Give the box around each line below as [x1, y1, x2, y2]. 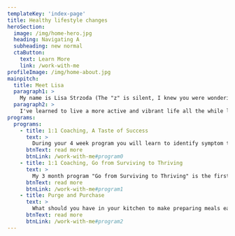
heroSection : [7, 23, 45, 30]
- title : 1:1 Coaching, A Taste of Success [20, 127, 149, 134]
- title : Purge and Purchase [20, 192, 105, 199]
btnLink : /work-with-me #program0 [25, 153, 124, 161]
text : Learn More [20, 56, 71, 63]
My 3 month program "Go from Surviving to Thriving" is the [32, 172, 211, 179]
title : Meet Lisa [13, 82, 64, 89]
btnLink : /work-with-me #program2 [25, 218, 124, 225]
